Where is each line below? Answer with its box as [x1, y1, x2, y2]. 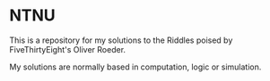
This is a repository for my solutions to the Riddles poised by [9, 35, 233, 45]
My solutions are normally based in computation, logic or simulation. [9, 61, 262, 72]
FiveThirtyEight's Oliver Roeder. [9, 44, 126, 54]
